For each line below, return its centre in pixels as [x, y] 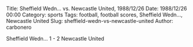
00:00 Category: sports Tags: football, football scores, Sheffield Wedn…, [94, 15]
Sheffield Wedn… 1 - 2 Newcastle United [55, 38]
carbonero [19, 27]
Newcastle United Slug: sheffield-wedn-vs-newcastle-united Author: [90, 21]
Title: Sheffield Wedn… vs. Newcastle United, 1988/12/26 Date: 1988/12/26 [97, 9]
